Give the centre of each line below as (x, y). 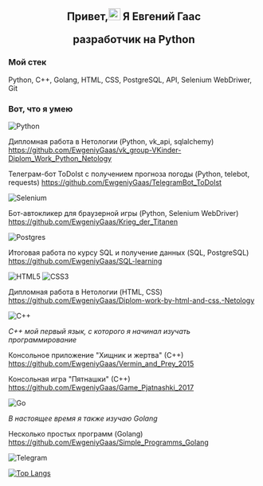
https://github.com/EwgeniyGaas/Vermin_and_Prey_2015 (101, 363)
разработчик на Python (134, 39)
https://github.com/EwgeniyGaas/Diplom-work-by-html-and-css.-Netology (131, 300)
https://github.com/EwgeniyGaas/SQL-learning (85, 261)
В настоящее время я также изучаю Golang (83, 418)
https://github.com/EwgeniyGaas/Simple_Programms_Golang (108, 442)
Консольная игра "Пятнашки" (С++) (69, 378)
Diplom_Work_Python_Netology (60, 158)
